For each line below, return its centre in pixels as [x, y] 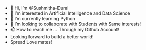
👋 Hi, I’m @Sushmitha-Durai [39, 8]
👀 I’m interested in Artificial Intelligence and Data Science [70, 13]
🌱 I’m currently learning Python [42, 18]
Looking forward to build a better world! [52, 37]
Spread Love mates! [31, 42]
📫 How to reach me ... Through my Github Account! [65, 30]
